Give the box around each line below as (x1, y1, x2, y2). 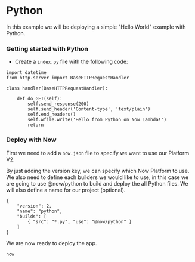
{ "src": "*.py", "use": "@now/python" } (27, 218, 132, 224)
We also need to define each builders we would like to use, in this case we (6, 174, 189, 181)
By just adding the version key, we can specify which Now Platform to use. (6, 167, 190, 174)
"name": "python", (17, 208, 63, 214)
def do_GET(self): (17, 96, 63, 102)
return (27, 122, 44, 128)
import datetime (6, 70, 47, 76)
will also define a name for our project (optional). (6, 186, 126, 193)
